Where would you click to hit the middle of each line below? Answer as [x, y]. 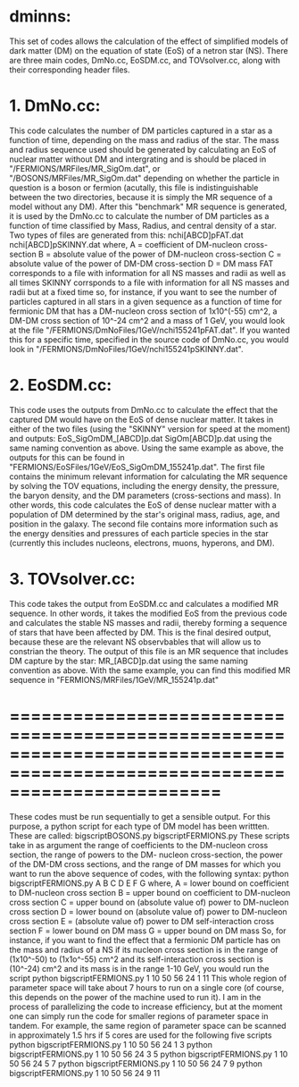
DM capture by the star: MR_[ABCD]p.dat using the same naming [129, 661]
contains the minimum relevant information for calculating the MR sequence [149, 476]
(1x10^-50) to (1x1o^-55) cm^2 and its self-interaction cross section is [136, 959]
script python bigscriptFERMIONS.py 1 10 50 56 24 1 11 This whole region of [148, 978]
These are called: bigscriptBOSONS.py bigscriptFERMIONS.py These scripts [149, 835]
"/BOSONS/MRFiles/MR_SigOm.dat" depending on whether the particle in [144, 178]
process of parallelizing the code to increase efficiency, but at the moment [146, 1007]
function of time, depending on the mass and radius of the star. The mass [144, 139]
